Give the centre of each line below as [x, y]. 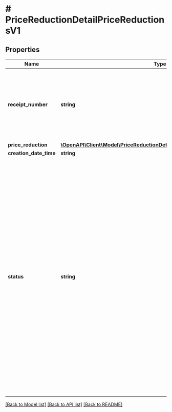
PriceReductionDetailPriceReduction [85, 20]
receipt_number [28, 104]
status [16, 277]
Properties [23, 49]
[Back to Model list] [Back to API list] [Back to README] [64, 404]
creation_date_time [32, 153]
